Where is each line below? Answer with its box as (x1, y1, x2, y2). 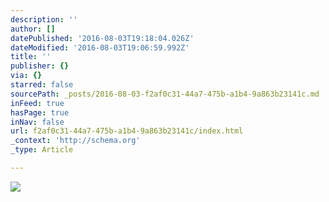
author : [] (10, 24, 56, 34)
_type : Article (10, 145, 74, 155)
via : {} (10, 71, 43, 81)
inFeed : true (10, 98, 65, 108)
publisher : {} (10, 61, 70, 71)
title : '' (10, 52, 52, 62)
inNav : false (10, 117, 65, 127)
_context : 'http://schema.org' (10, 136, 141, 146)
